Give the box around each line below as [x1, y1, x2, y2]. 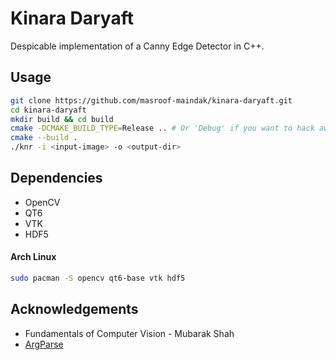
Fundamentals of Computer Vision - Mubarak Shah [24, 327, 235, 339]
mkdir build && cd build [10, 114, 114, 124]
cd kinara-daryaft [10, 105, 87, 115]
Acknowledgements [10, 301, 139, 318]
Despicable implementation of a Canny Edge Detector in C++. [10, 40, 265, 52]
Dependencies [10, 170, 103, 187]
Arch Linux [10, 251, 57, 263]
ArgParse [24, 338, 64, 350]
